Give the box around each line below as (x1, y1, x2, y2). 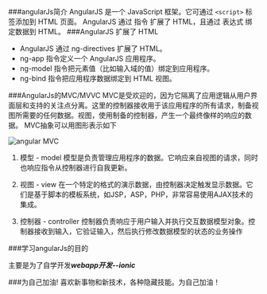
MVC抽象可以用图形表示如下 (23, 120, 117, 130)
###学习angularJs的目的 (8, 244, 89, 253)
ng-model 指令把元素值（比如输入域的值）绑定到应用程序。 (19, 64, 215, 73)
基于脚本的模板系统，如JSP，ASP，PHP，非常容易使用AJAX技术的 (33, 190, 253, 199)
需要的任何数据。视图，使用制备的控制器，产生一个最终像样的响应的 (21, 111, 245, 120)
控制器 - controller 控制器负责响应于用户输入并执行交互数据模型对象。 (19, 217, 249, 225)
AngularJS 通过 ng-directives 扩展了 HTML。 (19, 44, 167, 53)
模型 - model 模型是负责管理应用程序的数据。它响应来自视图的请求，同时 (19, 153, 258, 162)
